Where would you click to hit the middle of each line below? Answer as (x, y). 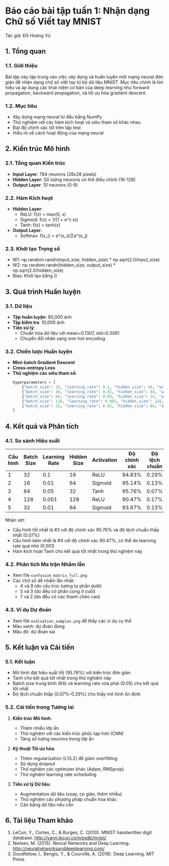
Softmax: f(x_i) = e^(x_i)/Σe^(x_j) (54, 236)
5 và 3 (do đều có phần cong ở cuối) (58, 591)
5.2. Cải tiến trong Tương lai (39, 707)
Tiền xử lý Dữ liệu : (32, 784)
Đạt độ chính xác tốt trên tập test (47, 127)
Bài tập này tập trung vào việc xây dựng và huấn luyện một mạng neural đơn (84, 77)
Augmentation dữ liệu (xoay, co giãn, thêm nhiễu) (71, 794)
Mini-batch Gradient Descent (44, 363)
